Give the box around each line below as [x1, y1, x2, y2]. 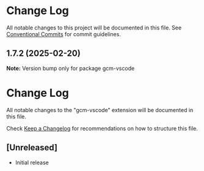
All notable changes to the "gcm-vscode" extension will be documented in [6, 106, 194, 113]
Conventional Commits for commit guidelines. [6, 30, 121, 37]
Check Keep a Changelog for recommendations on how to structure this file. [6, 124, 199, 132]
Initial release [15, 159, 49, 166]
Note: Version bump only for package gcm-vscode [6, 64, 135, 72]
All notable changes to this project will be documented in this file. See [6, 24, 182, 31]
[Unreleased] [6, 142, 58, 153]
